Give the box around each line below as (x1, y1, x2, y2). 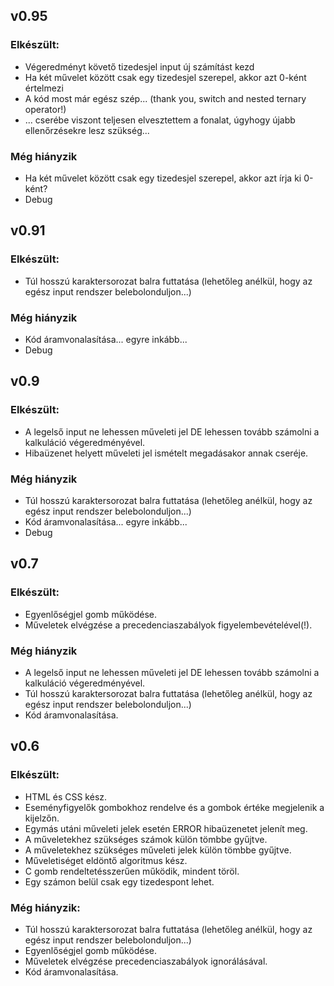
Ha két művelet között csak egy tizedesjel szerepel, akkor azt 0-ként (24, 71, 307, 83)
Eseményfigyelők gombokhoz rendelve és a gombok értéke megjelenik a (24, 801, 325, 813)
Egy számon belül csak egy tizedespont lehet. (24, 875, 215, 888)
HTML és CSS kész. (24, 790, 108, 803)
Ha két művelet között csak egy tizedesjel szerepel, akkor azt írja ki (24, 172, 302, 184)
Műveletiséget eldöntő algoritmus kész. (24, 854, 188, 866)
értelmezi (24, 82, 64, 94)
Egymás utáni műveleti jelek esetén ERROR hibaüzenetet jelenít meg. (24, 822, 308, 834)
